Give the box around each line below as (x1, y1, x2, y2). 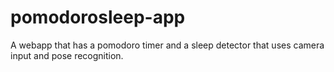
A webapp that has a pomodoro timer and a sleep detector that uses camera (10, 39, 325, 51)
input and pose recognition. (10, 49, 124, 61)
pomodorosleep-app (10, 6, 186, 29)
